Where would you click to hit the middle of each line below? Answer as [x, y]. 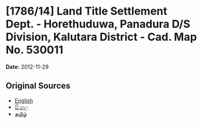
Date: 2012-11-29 [27, 67]
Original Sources [38, 86]
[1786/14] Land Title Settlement [87, 11]
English [24, 100]
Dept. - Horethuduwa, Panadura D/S [98, 24]
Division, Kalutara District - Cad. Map [101, 37]
